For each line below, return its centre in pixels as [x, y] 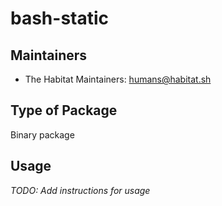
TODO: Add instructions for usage [80, 190]
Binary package [42, 134]
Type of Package [64, 110]
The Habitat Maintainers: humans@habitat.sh [118, 79]
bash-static [60, 18]
